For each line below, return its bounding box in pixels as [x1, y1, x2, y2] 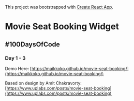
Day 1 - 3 [5, 55, 26, 61]
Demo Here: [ [5, 65, 32, 72]
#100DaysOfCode [5, 40, 60, 48]
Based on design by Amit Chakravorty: [5, 80, 82, 86]
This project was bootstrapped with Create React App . [5, 4, 114, 10]
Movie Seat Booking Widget [5, 21, 119, 32]
